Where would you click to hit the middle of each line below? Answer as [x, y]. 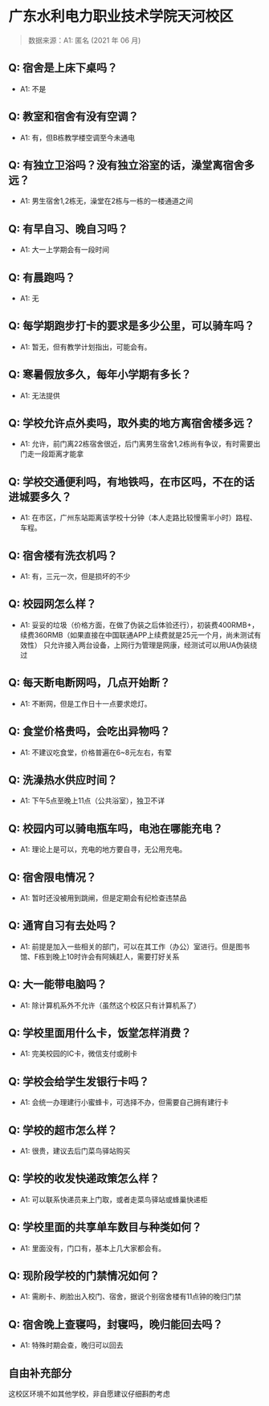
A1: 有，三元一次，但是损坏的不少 [75, 577]
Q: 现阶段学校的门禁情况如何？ [84, 1276]
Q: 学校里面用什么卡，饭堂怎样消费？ [100, 1033]
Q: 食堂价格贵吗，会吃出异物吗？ [90, 732]
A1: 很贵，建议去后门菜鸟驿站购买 [75, 1151]
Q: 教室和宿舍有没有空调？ [73, 117]
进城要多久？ [40, 497]
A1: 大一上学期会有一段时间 [65, 250]
